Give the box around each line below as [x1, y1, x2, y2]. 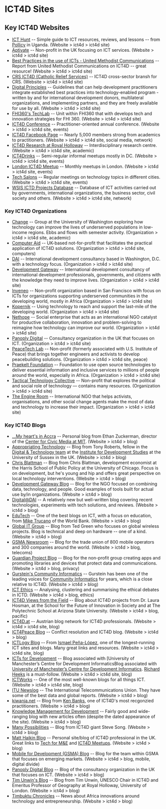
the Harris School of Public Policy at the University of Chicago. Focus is [11, 464, 159, 471]
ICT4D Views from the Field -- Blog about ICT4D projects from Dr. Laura [11, 597, 160, 603]
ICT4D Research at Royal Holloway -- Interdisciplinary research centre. [11, 142, 157, 148]
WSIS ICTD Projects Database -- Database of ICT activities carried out [11, 185, 157, 190]
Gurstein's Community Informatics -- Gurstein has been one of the [11, 571, 149, 577]
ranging [11, 713, 28, 719]
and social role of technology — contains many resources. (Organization [11, 383, 161, 389]
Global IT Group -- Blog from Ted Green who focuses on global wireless [11, 523, 160, 529]
